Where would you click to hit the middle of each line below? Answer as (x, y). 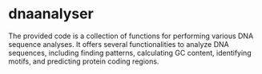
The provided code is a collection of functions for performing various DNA (131, 36)
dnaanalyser (51, 14)
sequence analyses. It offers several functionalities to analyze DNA (119, 44)
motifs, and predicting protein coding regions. (84, 61)
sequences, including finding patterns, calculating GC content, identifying (130, 53)
